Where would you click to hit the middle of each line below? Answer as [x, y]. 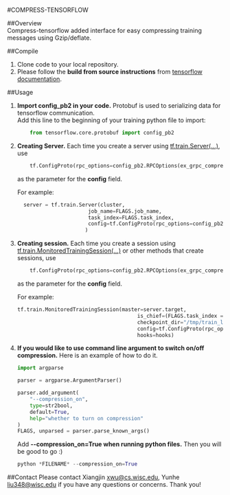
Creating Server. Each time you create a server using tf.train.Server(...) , [118, 146]
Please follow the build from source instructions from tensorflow [110, 72]
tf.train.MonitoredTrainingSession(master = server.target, [102, 310]
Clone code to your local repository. [68, 64]
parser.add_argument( [48, 393]
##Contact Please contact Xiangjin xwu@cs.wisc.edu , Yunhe [93, 477]
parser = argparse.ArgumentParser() [69, 380]
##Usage [20, 92]
